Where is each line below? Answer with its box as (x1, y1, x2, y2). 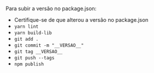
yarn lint (14, 24, 39, 29)
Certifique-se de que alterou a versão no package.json (14, 16, 149, 23)
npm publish (14, 61, 44, 67)
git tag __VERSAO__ (14, 49, 63, 55)
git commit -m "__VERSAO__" (14, 42, 84, 48)
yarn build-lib (14, 30, 52, 36)
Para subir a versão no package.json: (5, 5, 97, 12)
